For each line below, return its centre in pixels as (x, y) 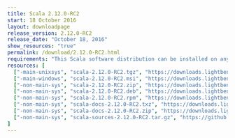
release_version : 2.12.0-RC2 (50, 33)
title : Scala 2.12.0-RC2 (43, 14)
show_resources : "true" (42, 46)
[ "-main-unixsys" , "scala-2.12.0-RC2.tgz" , (78, 72)
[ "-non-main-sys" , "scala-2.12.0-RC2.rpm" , (78, 98)
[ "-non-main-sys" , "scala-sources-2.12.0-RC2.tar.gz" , (95, 117)
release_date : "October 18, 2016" (58, 40)
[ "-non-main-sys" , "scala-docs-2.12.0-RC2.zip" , (86, 111)
